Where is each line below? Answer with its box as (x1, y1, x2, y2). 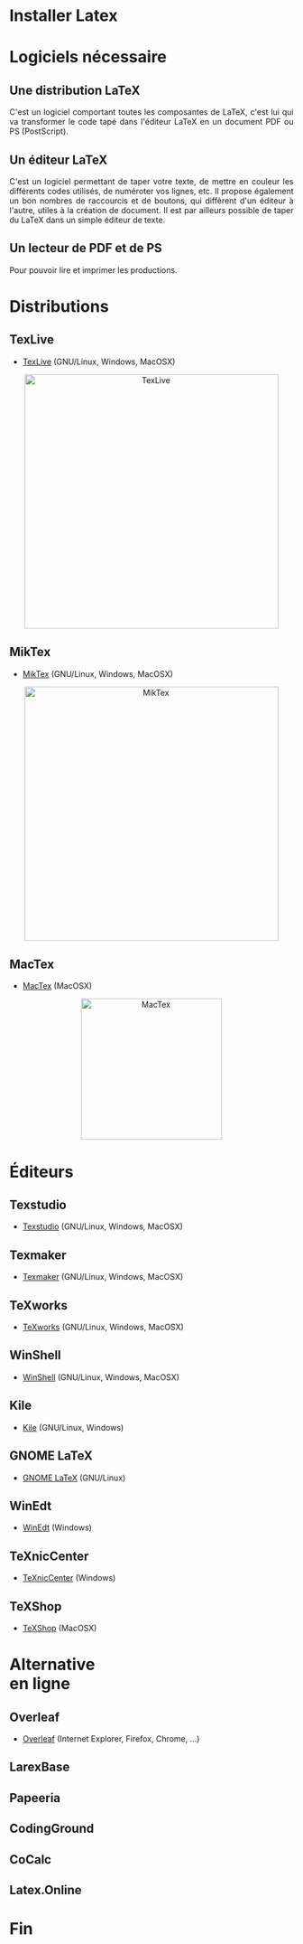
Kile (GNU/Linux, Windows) (22, 1422, 124, 1432)
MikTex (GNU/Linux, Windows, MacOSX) (22, 668, 174, 679)
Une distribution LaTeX (9, 82, 141, 98)
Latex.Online (9, 1882, 83, 1898)
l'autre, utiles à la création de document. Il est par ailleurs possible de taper (9, 205, 294, 215)
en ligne (9, 1674, 70, 1695)
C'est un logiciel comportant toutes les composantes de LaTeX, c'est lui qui (9, 107, 294, 117)
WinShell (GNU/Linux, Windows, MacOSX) (22, 1371, 180, 1383)
